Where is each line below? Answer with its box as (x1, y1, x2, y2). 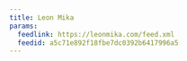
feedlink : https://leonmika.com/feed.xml (17, 30, 175, 39)
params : (9, 22, 39, 30)
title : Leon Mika (9, 13, 75, 22)
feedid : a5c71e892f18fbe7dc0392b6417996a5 (17, 38, 179, 48)
